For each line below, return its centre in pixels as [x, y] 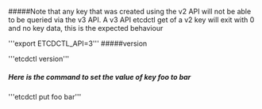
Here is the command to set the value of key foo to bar [100, 77]
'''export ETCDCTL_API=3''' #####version [78, 43]
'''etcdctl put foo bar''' [45, 96]
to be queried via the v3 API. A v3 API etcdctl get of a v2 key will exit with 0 [131, 20]
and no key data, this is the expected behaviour [86, 28]
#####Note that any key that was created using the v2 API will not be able [130, 11]
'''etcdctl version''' [39, 59]
